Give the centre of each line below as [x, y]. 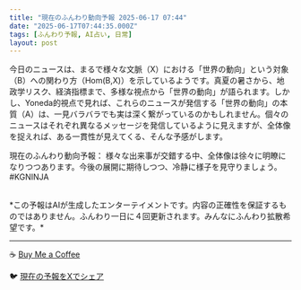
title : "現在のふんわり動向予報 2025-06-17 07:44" [98, 18]
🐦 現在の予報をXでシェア [57, 277]
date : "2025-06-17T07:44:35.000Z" [74, 26]
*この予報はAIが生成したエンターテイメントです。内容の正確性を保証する [144, 205]
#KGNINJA [29, 177]
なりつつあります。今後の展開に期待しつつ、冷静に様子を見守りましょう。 [146, 167]
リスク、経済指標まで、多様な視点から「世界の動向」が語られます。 [150, 92]
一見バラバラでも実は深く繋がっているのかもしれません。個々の [171, 114]
